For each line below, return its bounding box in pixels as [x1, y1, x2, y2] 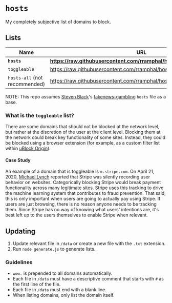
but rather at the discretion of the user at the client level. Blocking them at [5, 129, 161, 135]
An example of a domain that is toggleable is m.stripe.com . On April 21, [5, 168, 155, 175]
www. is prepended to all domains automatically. [12, 270, 113, 276]
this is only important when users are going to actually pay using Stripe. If [5, 196, 161, 202]
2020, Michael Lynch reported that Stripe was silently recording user [5, 174, 150, 180]
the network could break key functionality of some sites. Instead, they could [5, 134, 165, 140]
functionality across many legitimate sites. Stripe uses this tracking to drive [5, 185, 164, 191]
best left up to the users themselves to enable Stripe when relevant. [5, 212, 148, 218]
